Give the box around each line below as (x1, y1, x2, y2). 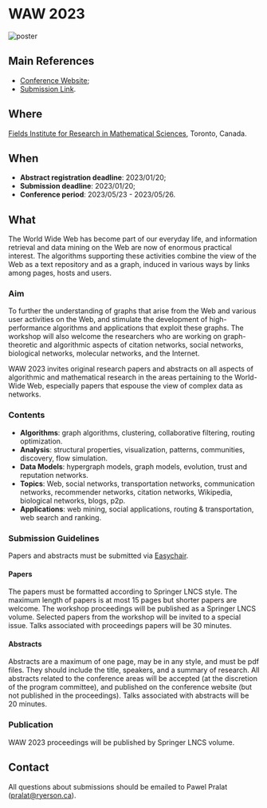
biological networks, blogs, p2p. (19, 496, 126, 505)
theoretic (8, 340, 38, 350)
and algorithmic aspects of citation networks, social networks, (39, 340, 244, 350)
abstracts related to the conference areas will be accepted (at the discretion (8, 674, 257, 683)
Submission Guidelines (8, 532, 100, 543)
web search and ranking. (19, 512, 102, 522)
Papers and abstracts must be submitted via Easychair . (8, 551, 189, 560)
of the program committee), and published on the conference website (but (8, 683, 253, 692)
